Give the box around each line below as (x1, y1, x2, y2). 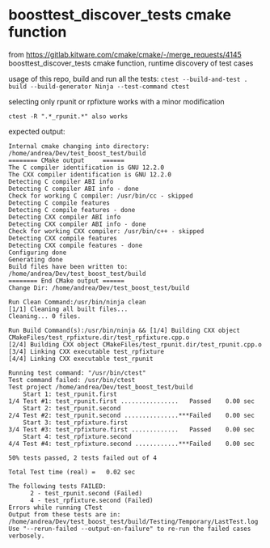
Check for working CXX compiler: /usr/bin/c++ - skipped (8, 227, 205, 236)
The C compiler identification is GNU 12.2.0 (8, 164, 164, 172)
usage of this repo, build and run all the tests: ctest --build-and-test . (8, 74, 248, 83)
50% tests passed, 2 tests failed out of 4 (8, 453, 158, 462)
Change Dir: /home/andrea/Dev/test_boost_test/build (8, 283, 190, 292)
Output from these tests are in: (8, 510, 121, 519)
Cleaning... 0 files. (8, 312, 82, 321)
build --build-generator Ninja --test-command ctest (8, 83, 190, 91)
